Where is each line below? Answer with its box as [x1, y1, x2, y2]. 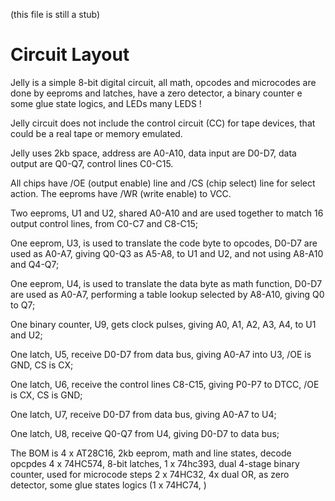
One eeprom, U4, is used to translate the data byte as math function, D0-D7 [10, 277, 323, 289]
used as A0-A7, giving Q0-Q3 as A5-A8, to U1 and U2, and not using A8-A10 [10, 247, 324, 259]
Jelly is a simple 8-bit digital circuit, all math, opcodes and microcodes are [10, 76, 317, 88]
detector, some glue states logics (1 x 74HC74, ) [10, 479, 207, 491]
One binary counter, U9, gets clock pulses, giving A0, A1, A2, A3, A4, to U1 [10, 318, 317, 330]
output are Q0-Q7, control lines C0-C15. [10, 157, 174, 169]
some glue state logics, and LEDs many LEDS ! [10, 97, 202, 109]
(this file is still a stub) [10, 9, 101, 20]
